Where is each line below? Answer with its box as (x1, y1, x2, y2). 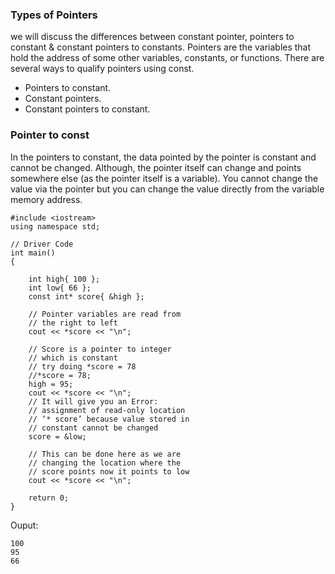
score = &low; (28, 431, 87, 442)
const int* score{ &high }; (28, 291, 145, 302)
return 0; (28, 493, 70, 503)
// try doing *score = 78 (28, 361, 137, 372)
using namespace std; (10, 221, 101, 232)
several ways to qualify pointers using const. (10, 63, 195, 75)
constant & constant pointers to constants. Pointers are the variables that (10, 41, 312, 53)
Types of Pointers (10, 8, 98, 22)
